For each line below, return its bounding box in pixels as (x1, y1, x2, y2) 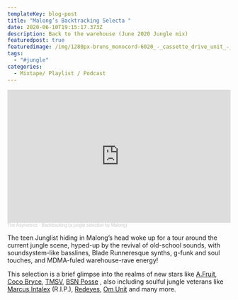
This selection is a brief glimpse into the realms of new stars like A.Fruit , (7, 270, 217, 278)
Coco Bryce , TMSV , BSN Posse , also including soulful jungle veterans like (7, 277, 224, 286)
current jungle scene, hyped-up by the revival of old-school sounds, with (7, 240, 221, 249)
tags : (7, 50, 23, 57)
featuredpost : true (7, 37, 65, 44)
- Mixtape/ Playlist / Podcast (13, 70, 106, 77)
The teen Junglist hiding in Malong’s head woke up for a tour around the (7, 233, 217, 242)
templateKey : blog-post (7, 10, 78, 18)
